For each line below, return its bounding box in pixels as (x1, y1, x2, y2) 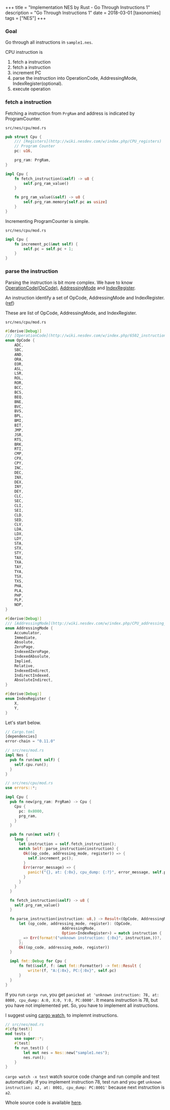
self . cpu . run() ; (14, 762, 49, 767)
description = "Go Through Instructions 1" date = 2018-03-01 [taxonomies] (5, 10, 161, 16)
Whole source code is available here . (5, 1099, 82, 1106)
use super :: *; (14, 1036, 44, 1041)
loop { (14, 837, 28, 842)
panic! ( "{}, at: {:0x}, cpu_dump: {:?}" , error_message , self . (27, 870, 164, 875)
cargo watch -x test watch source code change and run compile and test (5, 1073, 160, 1080)
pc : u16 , (14, 148, 33, 154)
